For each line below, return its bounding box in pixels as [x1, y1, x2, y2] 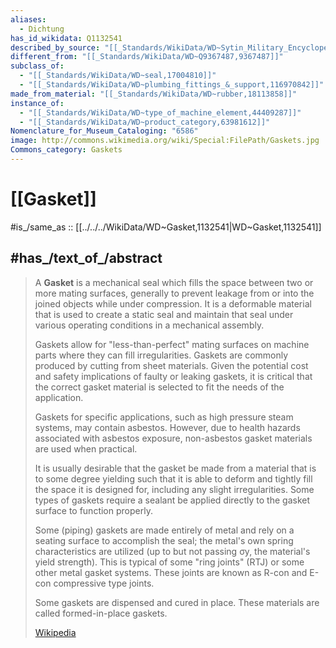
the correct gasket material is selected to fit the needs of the [34, 381, 285, 393]
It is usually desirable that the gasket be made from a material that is [34, 462, 317, 474]
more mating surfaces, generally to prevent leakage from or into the [34, 287, 315, 299]
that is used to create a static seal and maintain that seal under [34, 308, 294, 320]
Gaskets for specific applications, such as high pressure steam [34, 411, 294, 423]
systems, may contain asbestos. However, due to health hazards [34, 421, 301, 433]
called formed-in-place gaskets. [34, 607, 168, 619]
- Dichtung [19, 24, 65, 34]
